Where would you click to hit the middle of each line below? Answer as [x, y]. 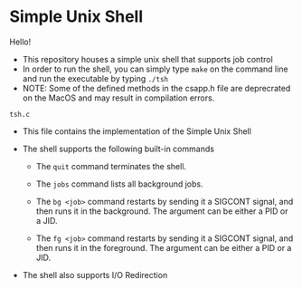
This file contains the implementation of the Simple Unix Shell [137, 131]
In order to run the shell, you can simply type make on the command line [155, 69]
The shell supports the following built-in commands [118, 149]
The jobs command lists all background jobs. [119, 184]
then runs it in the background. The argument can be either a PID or [162, 211]
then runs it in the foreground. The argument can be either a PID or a [164, 247]
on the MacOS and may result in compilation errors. [118, 98]
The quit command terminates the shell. [111, 166]
